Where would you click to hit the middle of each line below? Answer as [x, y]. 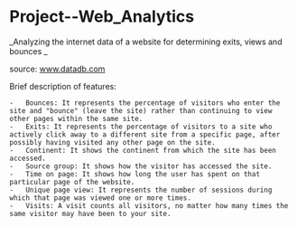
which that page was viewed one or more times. [101, 198]
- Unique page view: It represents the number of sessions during [141, 190]
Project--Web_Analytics [102, 17]
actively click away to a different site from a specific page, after [145, 134]
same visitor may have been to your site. [90, 213]
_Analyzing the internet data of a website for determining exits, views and [146, 42]
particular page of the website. [72, 182]
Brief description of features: [63, 86]
